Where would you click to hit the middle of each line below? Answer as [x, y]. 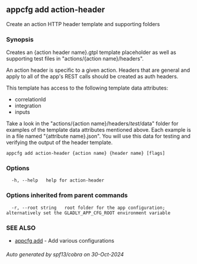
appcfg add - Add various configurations [64, 241]
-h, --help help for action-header [58, 180]
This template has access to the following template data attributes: [87, 88]
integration [28, 106]
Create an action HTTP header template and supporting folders [83, 24]
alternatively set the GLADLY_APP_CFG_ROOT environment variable [88, 213]
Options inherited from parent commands [67, 195]
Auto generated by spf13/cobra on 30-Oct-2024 [65, 254]
